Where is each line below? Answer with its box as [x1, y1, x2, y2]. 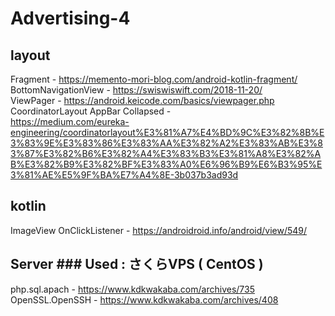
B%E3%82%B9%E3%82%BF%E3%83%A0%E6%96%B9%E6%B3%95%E [10, 158, 323, 170]
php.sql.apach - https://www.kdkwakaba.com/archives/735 [10, 283, 255, 295]
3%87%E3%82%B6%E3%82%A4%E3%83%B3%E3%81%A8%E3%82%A [10, 148, 322, 159]
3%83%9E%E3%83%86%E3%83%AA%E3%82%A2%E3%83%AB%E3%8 [10, 137, 323, 149]
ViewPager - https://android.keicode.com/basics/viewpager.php [10, 95, 275, 106]
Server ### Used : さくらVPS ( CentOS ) [10, 256, 264, 273]
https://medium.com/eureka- [10, 116, 130, 127]
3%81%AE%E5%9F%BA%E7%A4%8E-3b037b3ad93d [10, 169, 239, 181]
